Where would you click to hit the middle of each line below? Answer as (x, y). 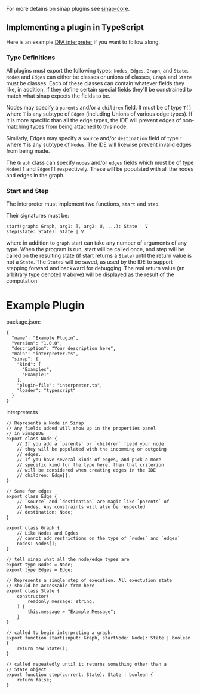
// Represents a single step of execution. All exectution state (89, 581)
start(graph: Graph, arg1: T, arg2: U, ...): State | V (77, 227)
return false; (34, 680)
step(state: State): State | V (45, 232)
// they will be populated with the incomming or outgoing (92, 449)
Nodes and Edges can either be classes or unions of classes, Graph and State (99, 77)
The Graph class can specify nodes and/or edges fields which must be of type (100, 163)
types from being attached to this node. (79, 127)
